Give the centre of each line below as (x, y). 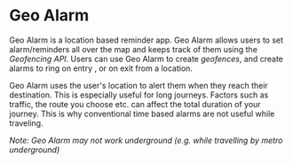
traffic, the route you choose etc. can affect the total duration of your (135, 104)
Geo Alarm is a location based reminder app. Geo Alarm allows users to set (146, 40)
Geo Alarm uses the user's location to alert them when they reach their (139, 85)
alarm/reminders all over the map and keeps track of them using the (133, 49)
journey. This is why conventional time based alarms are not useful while (142, 113)
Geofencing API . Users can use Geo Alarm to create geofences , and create (146, 59)
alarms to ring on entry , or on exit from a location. (101, 68)
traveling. (26, 123)
